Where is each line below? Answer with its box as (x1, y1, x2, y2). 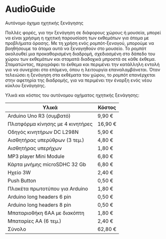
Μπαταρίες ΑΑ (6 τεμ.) (7, 218, 62, 225)
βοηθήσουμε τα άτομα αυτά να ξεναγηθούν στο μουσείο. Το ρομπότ (5, 45, 147, 51)
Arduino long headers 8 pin (7, 201, 71, 208)
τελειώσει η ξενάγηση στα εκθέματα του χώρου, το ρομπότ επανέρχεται (5, 72, 156, 78)
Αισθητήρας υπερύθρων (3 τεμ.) (7, 136, 84, 143)
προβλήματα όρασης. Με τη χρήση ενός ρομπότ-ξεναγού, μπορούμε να (5, 40, 154, 46)
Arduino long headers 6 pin (7, 193, 71, 200)
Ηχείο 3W (7, 169, 31, 176)
